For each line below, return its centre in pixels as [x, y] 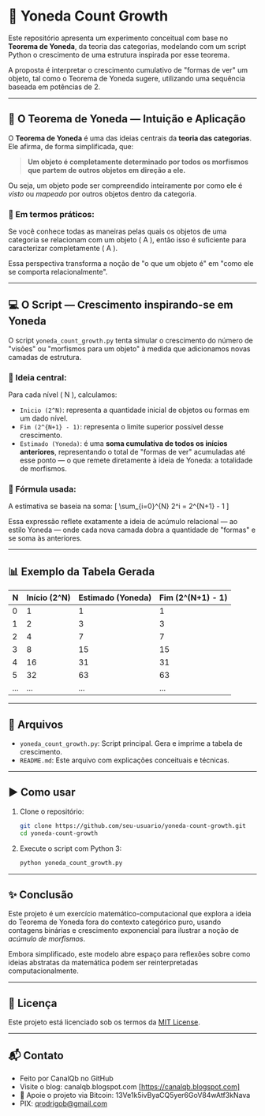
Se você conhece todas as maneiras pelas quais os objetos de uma [118, 231]
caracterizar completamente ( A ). [63, 249]
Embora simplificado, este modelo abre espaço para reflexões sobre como [129, 954]
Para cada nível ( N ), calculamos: [63, 395]
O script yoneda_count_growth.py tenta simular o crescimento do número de [131, 340]
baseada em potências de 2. [54, 87]
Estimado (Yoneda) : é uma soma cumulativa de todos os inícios [123, 444]
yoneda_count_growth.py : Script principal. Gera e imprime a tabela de [131, 743]
